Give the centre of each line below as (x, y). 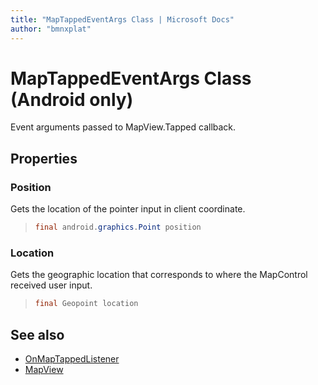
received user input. (51, 285)
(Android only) (72, 99)
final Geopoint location (86, 304)
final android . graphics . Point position (118, 227)
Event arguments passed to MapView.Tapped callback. (123, 127)
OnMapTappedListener (72, 358)
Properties (44, 158)
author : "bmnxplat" (51, 29)
